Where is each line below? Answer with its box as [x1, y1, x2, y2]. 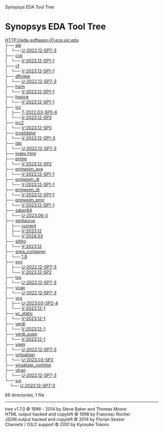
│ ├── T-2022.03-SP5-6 [5, 109, 57, 115]
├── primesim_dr [5, 186, 40, 192]
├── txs [5, 274, 22, 280]
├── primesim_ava [5, 166, 43, 172]
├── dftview [5, 73, 31, 79]
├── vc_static [5, 310, 33, 316]
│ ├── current [5, 223, 36, 229]
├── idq [5, 140, 22, 146]
